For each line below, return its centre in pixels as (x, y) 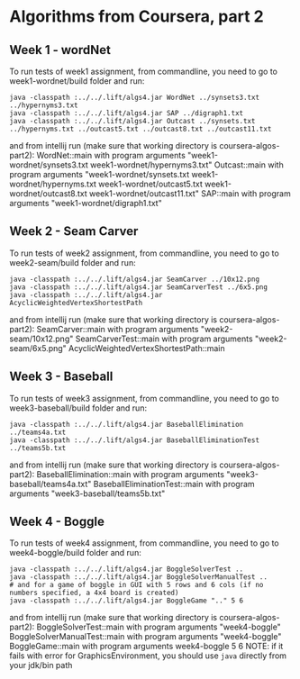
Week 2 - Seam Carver (74, 231)
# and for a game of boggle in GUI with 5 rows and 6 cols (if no (136, 585)
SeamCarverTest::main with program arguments (164, 339)
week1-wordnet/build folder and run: (77, 81)
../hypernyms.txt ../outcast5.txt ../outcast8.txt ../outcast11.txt (141, 129)
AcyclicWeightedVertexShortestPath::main (147, 348)
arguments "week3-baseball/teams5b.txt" (87, 493)
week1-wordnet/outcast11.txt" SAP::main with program (190, 194)
